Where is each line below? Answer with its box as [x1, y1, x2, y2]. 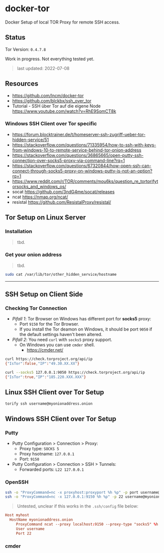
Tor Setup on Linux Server [5, 214, 86, 222]
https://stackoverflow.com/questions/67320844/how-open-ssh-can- [12, 163, 151, 168]
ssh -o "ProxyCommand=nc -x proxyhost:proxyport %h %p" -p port [5, 490, 139, 495]
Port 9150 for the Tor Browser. [19, 321, 80, 327]
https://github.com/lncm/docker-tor [12, 93, 84, 98]
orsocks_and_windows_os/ [12, 183, 66, 189]
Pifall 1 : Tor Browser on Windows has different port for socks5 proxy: [12, 316, 151, 322]
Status [5, 33, 26, 42]
